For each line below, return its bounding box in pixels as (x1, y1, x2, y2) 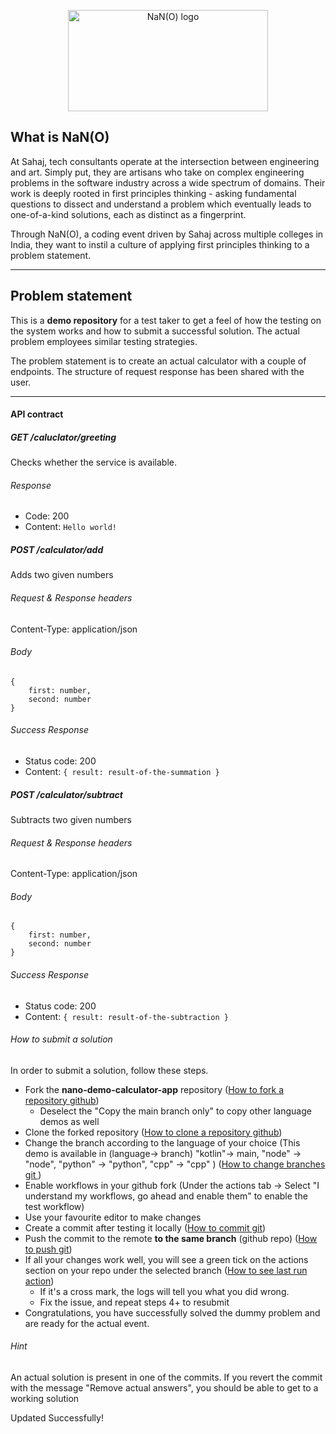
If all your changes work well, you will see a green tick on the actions (24, 1253, 309, 1265)
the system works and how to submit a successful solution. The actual (10, 325, 300, 337)
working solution (10, 1392, 80, 1404)
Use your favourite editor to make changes (24, 1211, 202, 1223)
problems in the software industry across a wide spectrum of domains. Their (10, 176, 326, 189)
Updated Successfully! (10, 1411, 104, 1424)
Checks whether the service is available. (10, 456, 177, 469)
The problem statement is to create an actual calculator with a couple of (10, 355, 307, 367)
